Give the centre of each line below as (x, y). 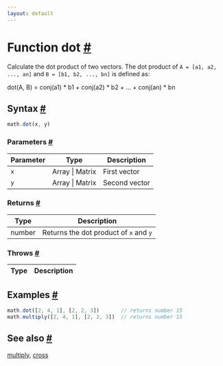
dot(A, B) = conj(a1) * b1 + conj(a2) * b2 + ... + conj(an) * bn (91, 87)
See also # (30, 338)
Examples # (33, 295)
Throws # (23, 253)
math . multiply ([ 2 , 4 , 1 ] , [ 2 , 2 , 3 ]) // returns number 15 (95, 317)
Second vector (127, 183)
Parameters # (30, 142)
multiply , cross (28, 355)
